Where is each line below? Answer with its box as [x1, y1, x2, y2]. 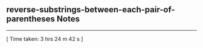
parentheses [6, 14, 56, 24]
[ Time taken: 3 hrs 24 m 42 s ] [6, 35, 83, 42]
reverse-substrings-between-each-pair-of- [6, 5, 175, 15]
